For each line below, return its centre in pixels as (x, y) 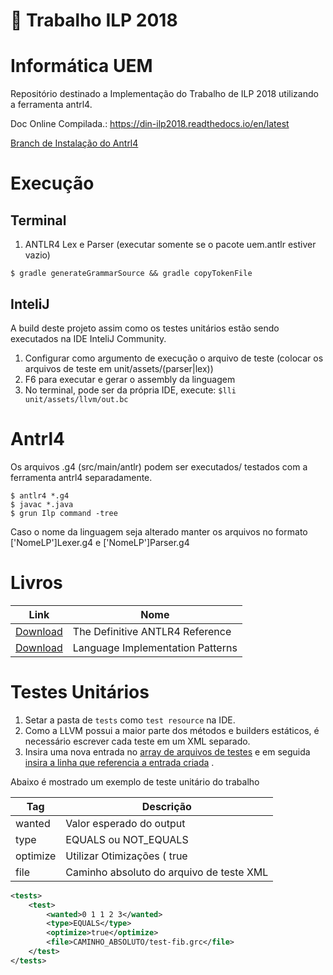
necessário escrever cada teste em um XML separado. (137, 741)
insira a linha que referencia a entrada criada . (119, 762)
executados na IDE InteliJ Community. (88, 338)
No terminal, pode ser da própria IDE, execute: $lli (130, 390)
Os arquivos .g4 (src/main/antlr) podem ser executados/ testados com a (159, 466)
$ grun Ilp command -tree (64, 513)
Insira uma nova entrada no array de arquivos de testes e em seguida (167, 751)
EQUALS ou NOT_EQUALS (127, 839)
